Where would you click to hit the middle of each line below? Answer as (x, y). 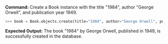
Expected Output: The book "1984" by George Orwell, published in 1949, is (83, 31)
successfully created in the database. (44, 36)
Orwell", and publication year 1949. (41, 12)
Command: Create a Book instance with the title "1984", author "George (79, 7)
